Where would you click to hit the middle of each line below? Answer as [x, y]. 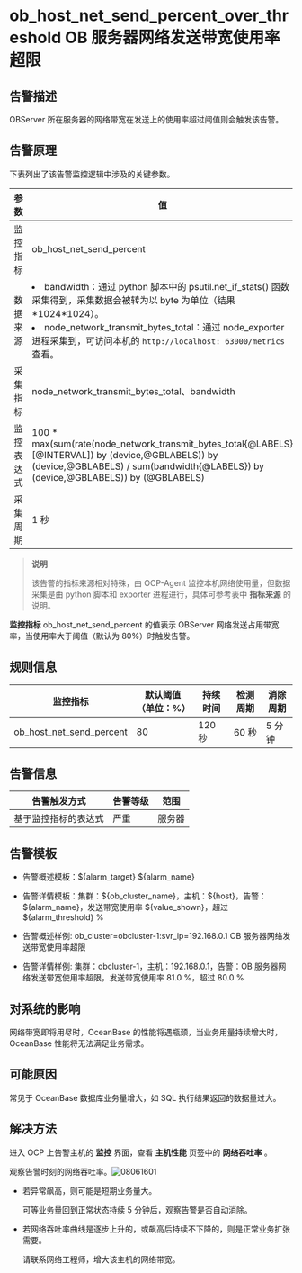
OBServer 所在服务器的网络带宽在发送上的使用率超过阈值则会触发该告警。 [147, 119]
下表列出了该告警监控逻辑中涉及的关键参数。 [92, 174]
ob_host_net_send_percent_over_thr [149, 16]
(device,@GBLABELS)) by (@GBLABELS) [118, 477]
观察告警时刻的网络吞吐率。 [61, 1171]
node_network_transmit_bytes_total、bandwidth [133, 391]
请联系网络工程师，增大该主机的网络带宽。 [101, 1259]
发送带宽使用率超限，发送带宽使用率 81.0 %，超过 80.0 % [137, 978]
